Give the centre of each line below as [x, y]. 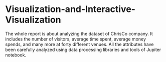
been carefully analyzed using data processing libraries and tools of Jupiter [83, 49]
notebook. [16, 55]
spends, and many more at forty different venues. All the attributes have [79, 44]
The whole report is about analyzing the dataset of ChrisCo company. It [79, 33]
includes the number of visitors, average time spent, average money [76, 39]
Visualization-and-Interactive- [70, 9]
